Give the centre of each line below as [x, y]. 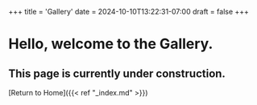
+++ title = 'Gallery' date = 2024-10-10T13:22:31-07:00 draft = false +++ [129, 12]
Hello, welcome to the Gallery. [111, 44]
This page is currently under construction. [117, 73]
